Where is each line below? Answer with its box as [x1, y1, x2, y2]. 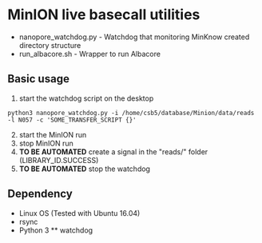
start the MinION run [18, 129, 87, 139]
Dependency [7, 187, 73, 201]
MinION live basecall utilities [7, 6, 200, 24]
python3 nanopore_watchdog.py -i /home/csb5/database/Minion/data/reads [7, 109, 255, 117]
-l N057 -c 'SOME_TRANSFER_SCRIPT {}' [7, 116, 137, 124]
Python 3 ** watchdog [18, 225, 93, 235]
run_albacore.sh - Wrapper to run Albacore [18, 49, 161, 58]
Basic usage [7, 72, 69, 86]
